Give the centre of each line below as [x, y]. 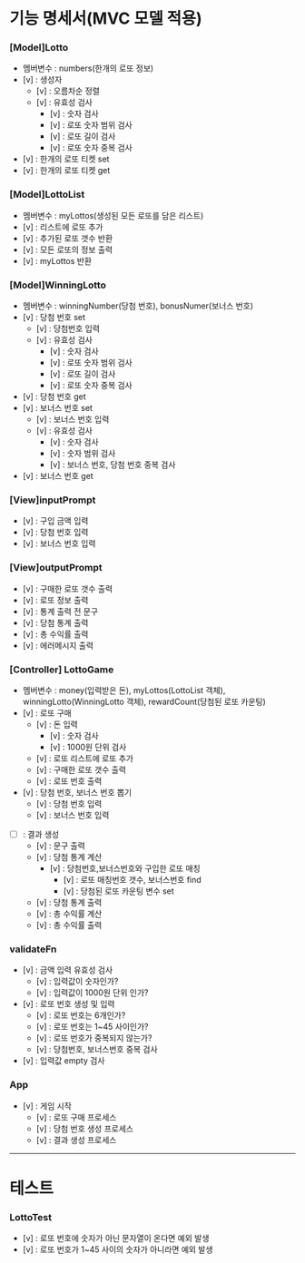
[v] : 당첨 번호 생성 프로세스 [85, 1128]
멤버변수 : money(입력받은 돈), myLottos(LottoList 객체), [124, 690]
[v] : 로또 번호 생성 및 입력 [69, 1004]
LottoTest [31, 1217]
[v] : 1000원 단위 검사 [88, 747]
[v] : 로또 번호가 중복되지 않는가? [94, 1038]
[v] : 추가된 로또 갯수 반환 [68, 238]
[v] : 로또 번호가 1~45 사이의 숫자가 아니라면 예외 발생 [118, 1249]
